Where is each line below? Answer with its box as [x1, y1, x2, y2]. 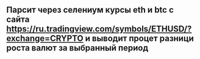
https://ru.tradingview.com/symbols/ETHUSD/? [6, 24, 192, 34]
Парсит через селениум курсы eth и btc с [6, 5, 174, 15]
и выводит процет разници [85, 33, 194, 44]
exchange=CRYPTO [6, 33, 84, 44]
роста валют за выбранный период [6, 43, 149, 54]
